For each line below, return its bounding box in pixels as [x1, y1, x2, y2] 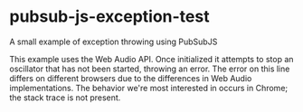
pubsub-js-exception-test [9, 6, 210, 27]
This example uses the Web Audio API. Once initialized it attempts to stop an [9, 53, 294, 64]
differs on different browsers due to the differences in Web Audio [9, 72, 252, 83]
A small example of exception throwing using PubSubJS [9, 36, 218, 47]
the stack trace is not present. [9, 92, 121, 103]
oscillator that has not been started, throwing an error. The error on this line [9, 63, 290, 74]
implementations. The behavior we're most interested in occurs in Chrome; [9, 82, 289, 93]
